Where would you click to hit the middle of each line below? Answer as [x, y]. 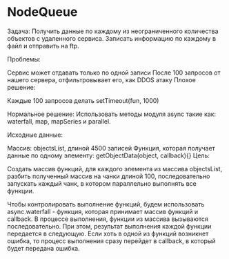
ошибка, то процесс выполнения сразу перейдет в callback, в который [111, 241]
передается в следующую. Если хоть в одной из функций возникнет [108, 233]
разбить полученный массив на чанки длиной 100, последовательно [109, 176]
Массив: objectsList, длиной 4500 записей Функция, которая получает [111, 148]
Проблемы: [24, 59]
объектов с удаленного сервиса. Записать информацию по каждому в [111, 38]
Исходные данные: [35, 135]
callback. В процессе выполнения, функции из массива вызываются [108, 219]
